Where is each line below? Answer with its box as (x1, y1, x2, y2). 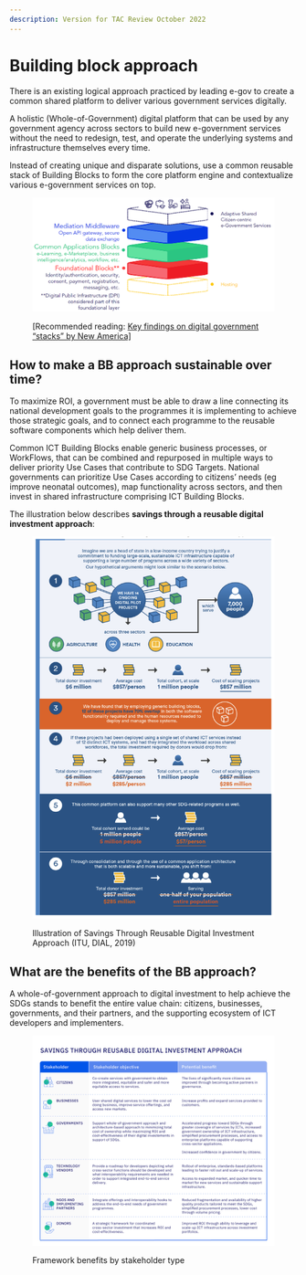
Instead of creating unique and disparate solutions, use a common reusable (9, 160, 294, 171)
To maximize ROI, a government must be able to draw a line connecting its (9, 395, 290, 406)
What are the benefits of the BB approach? (9, 964, 257, 979)
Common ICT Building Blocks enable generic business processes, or (9, 443, 268, 454)
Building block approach (9, 55, 198, 76)
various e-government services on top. (9, 179, 157, 190)
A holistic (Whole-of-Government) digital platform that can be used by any (9, 112, 290, 123)
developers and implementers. (9, 1017, 124, 1027)
